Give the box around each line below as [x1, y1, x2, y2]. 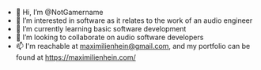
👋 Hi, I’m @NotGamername [15, 8, 104, 17]
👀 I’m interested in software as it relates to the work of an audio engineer [15, 16, 253, 25]
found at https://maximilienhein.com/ [15, 53, 136, 62]
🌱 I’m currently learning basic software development [15, 24, 187, 33]
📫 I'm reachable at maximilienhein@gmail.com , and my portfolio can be [15, 42, 251, 50]
